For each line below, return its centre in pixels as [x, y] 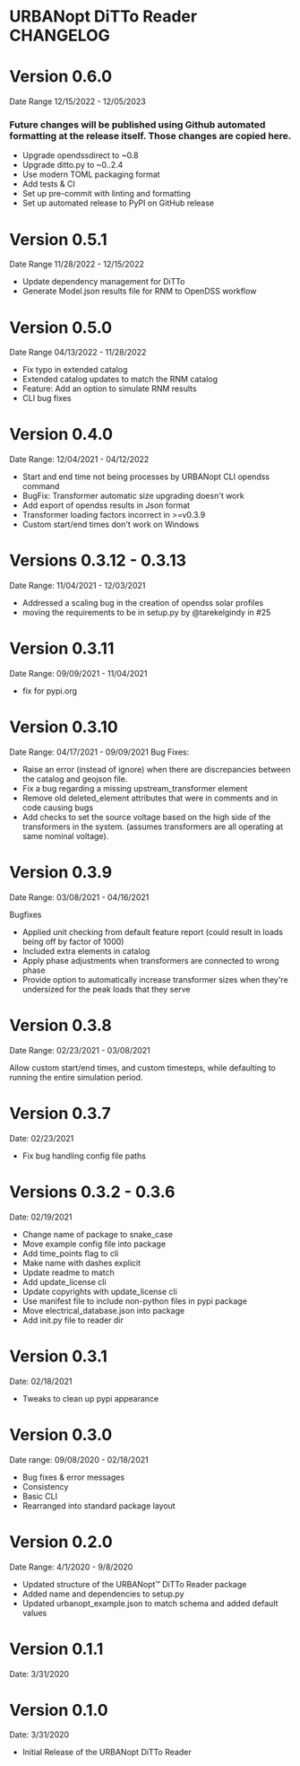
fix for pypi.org [50, 691]
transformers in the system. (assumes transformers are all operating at [153, 826]
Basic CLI [40, 1496]
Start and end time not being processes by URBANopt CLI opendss [146, 476]
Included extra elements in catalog [86, 951]
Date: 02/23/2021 [42, 1138]
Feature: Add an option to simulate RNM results [109, 389]
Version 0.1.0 [59, 1710]
